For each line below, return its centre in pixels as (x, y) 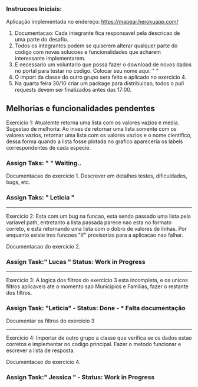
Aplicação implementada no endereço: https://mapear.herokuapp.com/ (92, 22)
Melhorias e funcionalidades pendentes (80, 108)
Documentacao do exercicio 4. (43, 362)
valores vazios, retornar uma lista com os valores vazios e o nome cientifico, (99, 136)
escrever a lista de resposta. (41, 350)
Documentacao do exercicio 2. (43, 246)
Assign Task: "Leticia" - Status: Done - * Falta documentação (96, 308)
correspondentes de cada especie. (49, 148)
